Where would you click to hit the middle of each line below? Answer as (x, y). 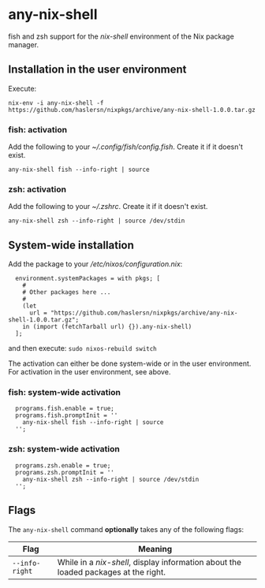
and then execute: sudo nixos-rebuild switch (83, 348)
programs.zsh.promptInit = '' (65, 472)
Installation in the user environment (97, 70)
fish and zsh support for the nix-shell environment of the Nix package (121, 36)
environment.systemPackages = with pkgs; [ (88, 279)
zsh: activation (37, 189)
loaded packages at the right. (111, 571)
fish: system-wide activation (64, 393)
